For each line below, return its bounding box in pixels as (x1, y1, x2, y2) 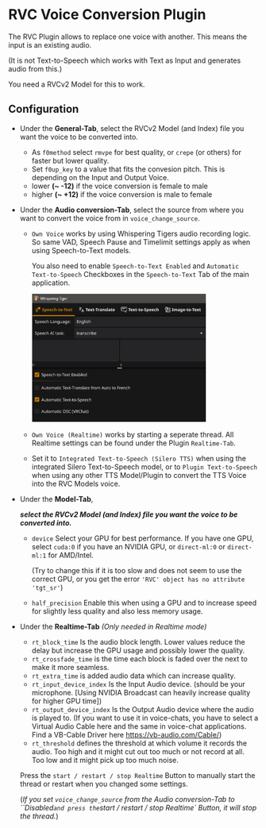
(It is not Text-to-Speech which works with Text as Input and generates (8, 56, 241, 65)
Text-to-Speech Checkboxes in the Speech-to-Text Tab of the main (31, 269, 249, 279)
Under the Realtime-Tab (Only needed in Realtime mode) (19, 622, 207, 631)
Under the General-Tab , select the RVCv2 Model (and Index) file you (19, 123, 245, 133)
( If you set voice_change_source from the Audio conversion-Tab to (19, 794, 236, 803)
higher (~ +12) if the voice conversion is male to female (31, 189, 213, 199)
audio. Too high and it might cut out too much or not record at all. (31, 746, 245, 756)
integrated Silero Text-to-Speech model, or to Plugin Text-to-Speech (31, 462, 258, 472)
